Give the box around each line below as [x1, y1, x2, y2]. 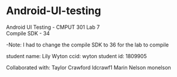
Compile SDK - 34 [6, 29, 50, 36]
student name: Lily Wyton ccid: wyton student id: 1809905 [6, 52, 147, 59]
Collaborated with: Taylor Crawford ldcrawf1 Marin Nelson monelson [6, 63, 171, 71]
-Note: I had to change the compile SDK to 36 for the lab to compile [6, 41, 169, 48]
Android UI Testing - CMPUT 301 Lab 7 [6, 24, 100, 31]
